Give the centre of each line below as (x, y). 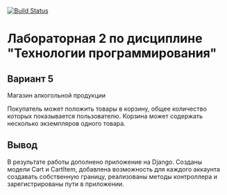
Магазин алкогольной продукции (57, 95)
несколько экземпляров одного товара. (67, 123)
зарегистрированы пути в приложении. (66, 184)
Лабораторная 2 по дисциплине (105, 39)
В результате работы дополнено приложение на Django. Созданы (105, 162)
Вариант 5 (31, 78)
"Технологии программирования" (112, 54)
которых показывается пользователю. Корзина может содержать (105, 116)
